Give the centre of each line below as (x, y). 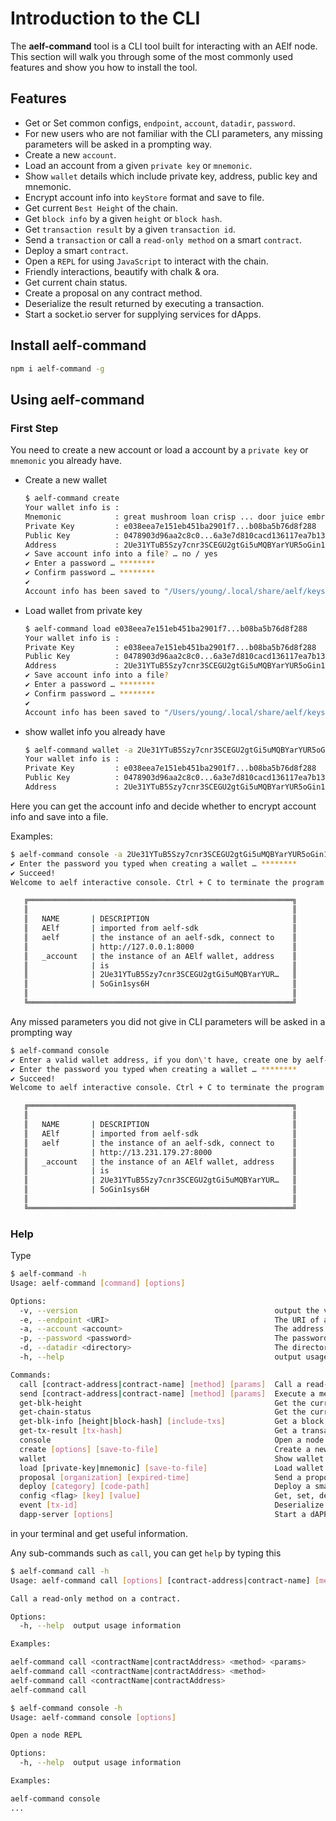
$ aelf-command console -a (66, 854)
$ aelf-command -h (48, 1274)
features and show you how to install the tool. (104, 67)
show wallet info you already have (95, 731)
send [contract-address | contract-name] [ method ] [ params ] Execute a (167, 1393)
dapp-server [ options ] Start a (163, 1515)
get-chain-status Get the (163, 1412)
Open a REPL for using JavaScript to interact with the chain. (146, 261)
